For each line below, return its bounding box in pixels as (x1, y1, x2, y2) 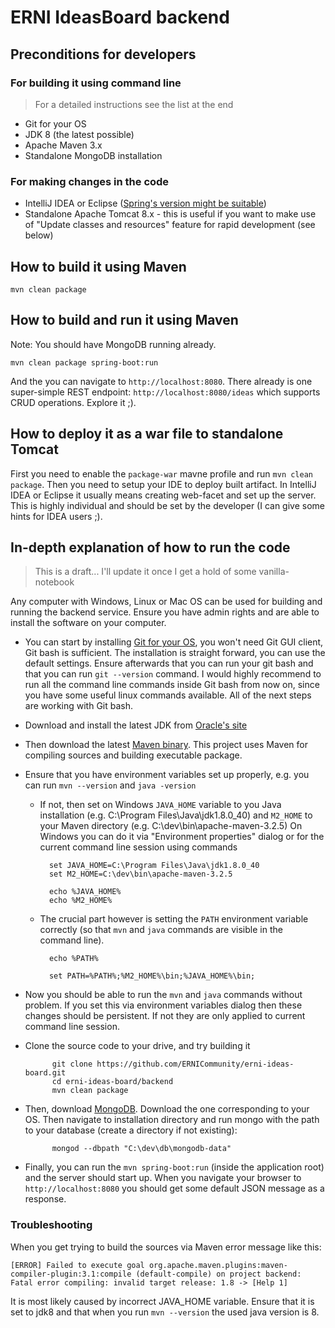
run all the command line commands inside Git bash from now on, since (24, 679, 320, 691)
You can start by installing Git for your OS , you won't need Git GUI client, (24, 636, 324, 648)
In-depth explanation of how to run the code (10, 539, 291, 556)
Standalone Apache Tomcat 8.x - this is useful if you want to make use (24, 208, 317, 220)
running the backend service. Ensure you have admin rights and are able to (10, 606, 320, 618)
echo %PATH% (48, 954, 99, 964)
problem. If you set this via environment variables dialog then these (24, 999, 303, 1011)
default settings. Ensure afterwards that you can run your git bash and (24, 657, 314, 670)
